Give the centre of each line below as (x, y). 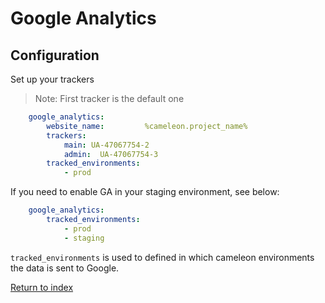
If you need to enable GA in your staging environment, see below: (145, 192)
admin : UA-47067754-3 (111, 154)
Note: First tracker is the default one (109, 98)
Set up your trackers (52, 79)
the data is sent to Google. (65, 268)
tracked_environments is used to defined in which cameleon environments (162, 257)
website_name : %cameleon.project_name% (147, 126)
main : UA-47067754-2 (106, 145)
